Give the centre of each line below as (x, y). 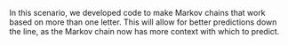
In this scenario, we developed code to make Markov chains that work (137, 13)
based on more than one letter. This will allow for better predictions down (143, 22)
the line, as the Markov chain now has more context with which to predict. (144, 31)
